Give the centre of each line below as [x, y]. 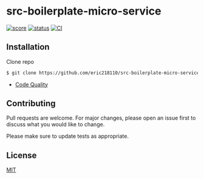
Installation [28, 47]
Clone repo [20, 61]
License [22, 155]
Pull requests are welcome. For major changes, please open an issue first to [101, 118]
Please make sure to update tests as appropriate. [68, 136]
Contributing [31, 103]
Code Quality [32, 84]
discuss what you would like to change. [56, 124]
